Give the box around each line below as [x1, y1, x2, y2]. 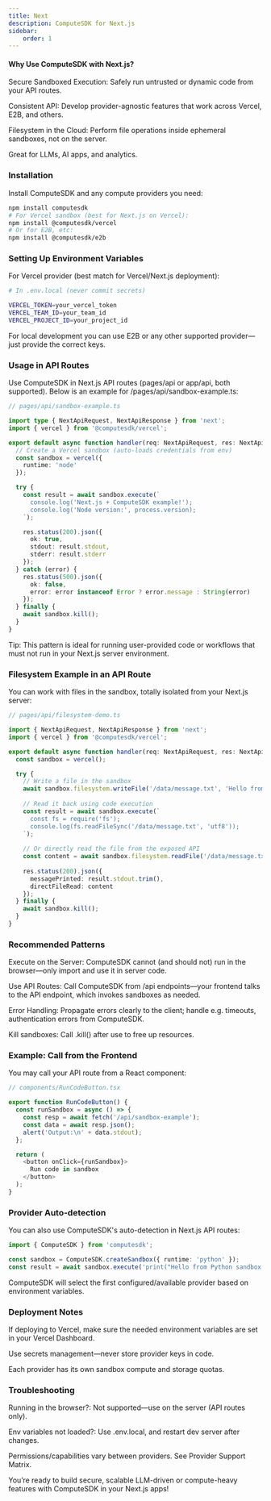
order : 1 [23, 34, 52, 43]
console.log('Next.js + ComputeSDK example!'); [29, 498, 194, 507]
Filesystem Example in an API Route [8, 669, 152, 680]
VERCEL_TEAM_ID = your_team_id [8, 309, 106, 317]
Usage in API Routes [8, 360, 90, 371]
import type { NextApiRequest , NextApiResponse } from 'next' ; [8, 417, 226, 425]
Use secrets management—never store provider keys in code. [8, 1349, 215, 1359]
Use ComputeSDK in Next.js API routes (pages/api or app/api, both [8, 378, 231, 388]
